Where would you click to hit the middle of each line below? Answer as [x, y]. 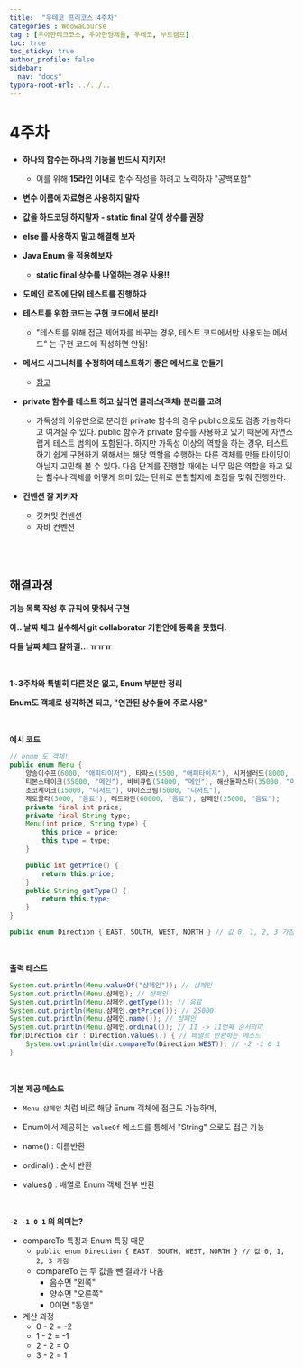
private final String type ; [78, 816]
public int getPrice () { [72, 865]
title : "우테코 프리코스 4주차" [64, 18]
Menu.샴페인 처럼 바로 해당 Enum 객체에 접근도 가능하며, [119, 1108]
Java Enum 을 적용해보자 [67, 255]
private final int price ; [74, 807]
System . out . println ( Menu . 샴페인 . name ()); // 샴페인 [103, 1019]
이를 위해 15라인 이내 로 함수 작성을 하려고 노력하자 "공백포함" [143, 178]
